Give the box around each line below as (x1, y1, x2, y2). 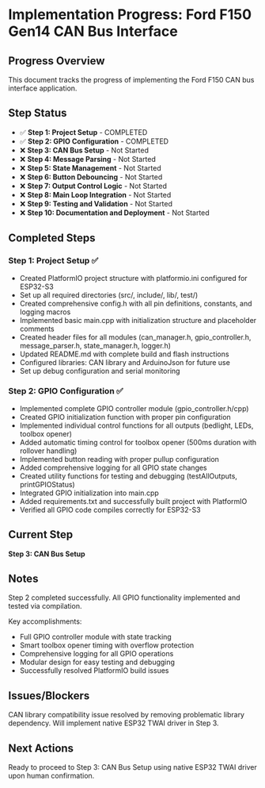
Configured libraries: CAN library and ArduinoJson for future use (19, 357, 231, 367)
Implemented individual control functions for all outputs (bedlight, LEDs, (19, 421, 254, 430)
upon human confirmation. (8, 771, 95, 781)
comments (19, 324, 55, 333)
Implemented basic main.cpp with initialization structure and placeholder (19, 315, 257, 325)
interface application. (8, 83, 78, 93)
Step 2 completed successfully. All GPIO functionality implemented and (8, 593, 240, 602)
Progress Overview (8, 54, 105, 67)
